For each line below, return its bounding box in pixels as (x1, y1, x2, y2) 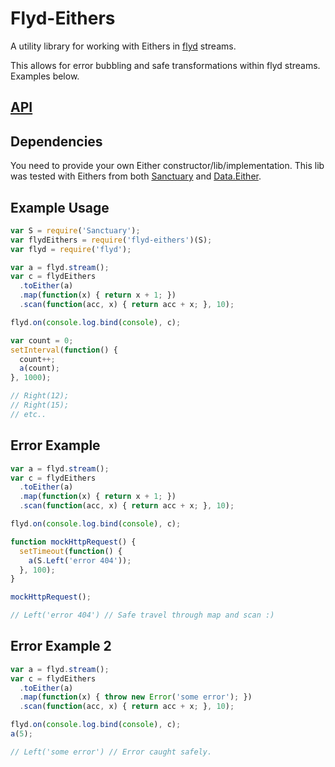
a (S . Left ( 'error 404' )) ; (28, 555, 132, 566)
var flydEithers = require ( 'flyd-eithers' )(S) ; (10, 235, 213, 245)
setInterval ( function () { (10, 345, 118, 355)
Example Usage (10, 199, 110, 216)
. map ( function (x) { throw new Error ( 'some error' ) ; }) (19, 692, 253, 702)
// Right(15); (10, 400, 70, 411)
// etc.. (10, 409, 47, 419)
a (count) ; (19, 363, 60, 374)
